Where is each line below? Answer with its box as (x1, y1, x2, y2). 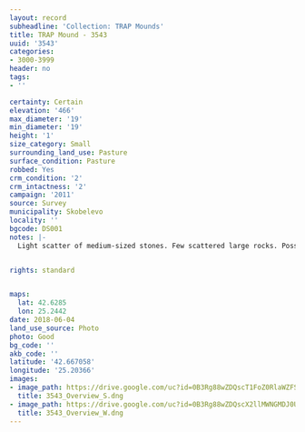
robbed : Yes (9, 165, 54, 174)
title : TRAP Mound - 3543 (9, 30, 107, 39)
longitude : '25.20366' (9, 366, 95, 376)
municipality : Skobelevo (9, 207, 103, 216)
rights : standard (9, 266, 75, 275)
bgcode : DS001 (9, 224, 64, 233)
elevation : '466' (9, 105, 75, 115)
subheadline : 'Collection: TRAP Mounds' (9, 22, 165, 31)
